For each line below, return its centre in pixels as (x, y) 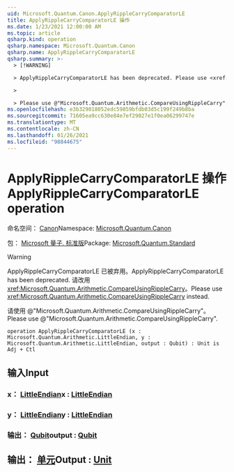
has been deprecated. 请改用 (49, 280)
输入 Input (28, 373)
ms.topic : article (34, 33)
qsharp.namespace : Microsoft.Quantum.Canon (71, 46)
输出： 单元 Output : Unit (60, 459)
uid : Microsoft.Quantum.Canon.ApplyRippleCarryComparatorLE (96, 14)
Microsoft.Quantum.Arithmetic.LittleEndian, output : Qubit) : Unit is (113, 344)
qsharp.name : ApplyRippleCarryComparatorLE (71, 53)
